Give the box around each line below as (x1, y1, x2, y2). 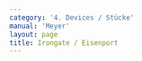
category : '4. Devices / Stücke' (9, 13, 135, 22)
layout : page (9, 30, 58, 39)
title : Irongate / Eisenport (9, 38, 119, 48)
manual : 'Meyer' (9, 22, 70, 30)
